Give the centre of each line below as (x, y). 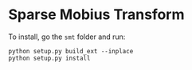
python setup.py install (49, 58)
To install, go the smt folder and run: (67, 37)
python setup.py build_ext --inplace (71, 51)
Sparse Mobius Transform (96, 15)
